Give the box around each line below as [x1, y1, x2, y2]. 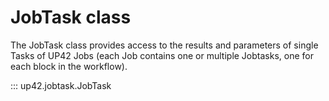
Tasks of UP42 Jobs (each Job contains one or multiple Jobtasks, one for [10, 49, 314, 61]
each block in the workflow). [10, 60, 128, 72]
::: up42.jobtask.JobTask [10, 79, 112, 91]
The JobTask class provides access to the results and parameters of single [10, 39, 319, 51]
